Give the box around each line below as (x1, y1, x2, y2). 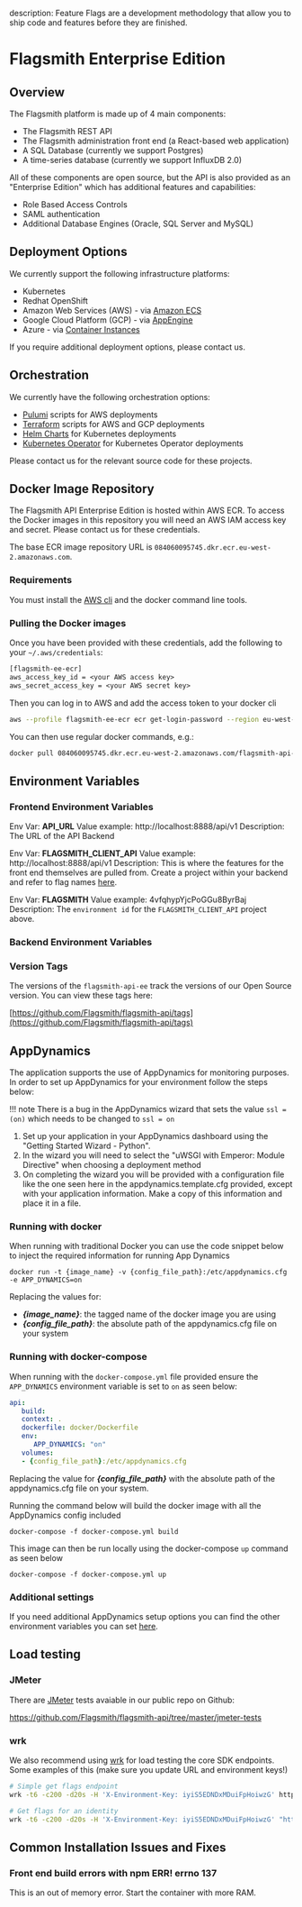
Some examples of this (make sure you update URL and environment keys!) (9, 1765, 289, 1775)
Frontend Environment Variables (9, 800, 155, 813)
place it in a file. (22, 1198, 82, 1209)
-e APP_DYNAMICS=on (9, 1275, 83, 1285)
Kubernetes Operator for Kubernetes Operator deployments (22, 437, 244, 449)
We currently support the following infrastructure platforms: (9, 268, 231, 278)
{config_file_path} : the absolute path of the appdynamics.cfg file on (22, 1318, 277, 1329)
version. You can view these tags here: (9, 990, 153, 1001)
